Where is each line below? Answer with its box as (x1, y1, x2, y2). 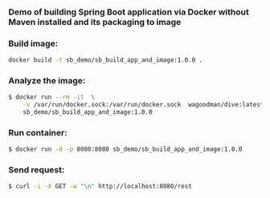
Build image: (8, 38, 59, 49)
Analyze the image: (8, 75, 86, 87)
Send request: (8, 164, 65, 176)
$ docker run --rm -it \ (8, 93, 95, 102)
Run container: (8, 127, 67, 138)
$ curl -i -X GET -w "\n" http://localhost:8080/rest (8, 183, 193, 191)
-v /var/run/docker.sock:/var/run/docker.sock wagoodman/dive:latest (22, 101, 264, 109)
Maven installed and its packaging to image (8, 16, 182, 27)
